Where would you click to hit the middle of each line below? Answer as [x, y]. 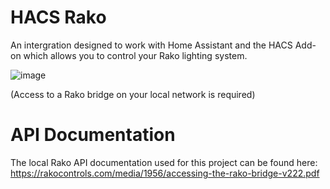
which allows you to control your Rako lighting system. [135, 55]
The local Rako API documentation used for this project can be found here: [164, 162]
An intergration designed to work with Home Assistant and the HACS [151, 45]
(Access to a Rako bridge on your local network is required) [133, 94]
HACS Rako [58, 17]
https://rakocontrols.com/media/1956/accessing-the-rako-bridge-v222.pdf [165, 173]
